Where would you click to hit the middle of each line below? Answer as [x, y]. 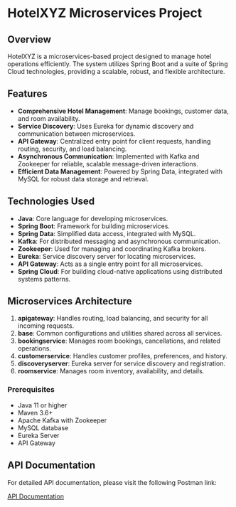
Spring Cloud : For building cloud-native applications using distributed [120, 271]
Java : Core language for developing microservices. [93, 218]
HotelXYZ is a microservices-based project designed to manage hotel [109, 56]
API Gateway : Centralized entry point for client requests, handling [114, 141]
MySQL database [43, 427]
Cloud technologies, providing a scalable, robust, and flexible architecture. [116, 71]
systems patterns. [44, 279]
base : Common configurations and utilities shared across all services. [120, 333]
